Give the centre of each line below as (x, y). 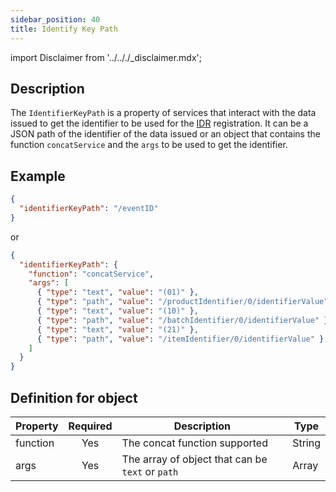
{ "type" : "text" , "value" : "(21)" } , (117, 329)
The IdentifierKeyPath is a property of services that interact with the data (163, 113)
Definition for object (74, 397)
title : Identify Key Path (64, 29)
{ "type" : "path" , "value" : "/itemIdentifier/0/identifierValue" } (180, 339)
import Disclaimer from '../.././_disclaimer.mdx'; (106, 57)
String (306, 443)
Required (90, 426)
